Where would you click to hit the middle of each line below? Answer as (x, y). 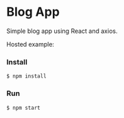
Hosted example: (30, 44)
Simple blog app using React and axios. (62, 31)
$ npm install (27, 76)
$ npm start (23, 108)
